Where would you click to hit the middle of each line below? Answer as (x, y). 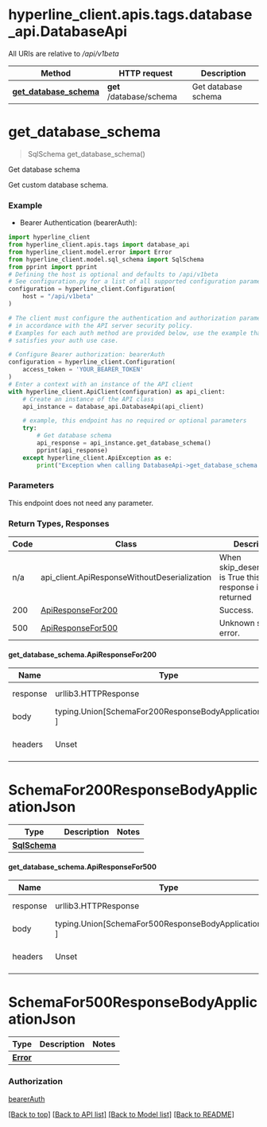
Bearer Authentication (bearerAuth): (78, 223)
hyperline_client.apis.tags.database (130, 15)
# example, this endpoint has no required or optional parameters (135, 421)
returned (235, 597)
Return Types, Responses (59, 523)
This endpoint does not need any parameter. (81, 503)
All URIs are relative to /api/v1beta (64, 53)
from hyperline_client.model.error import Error (90, 252)
